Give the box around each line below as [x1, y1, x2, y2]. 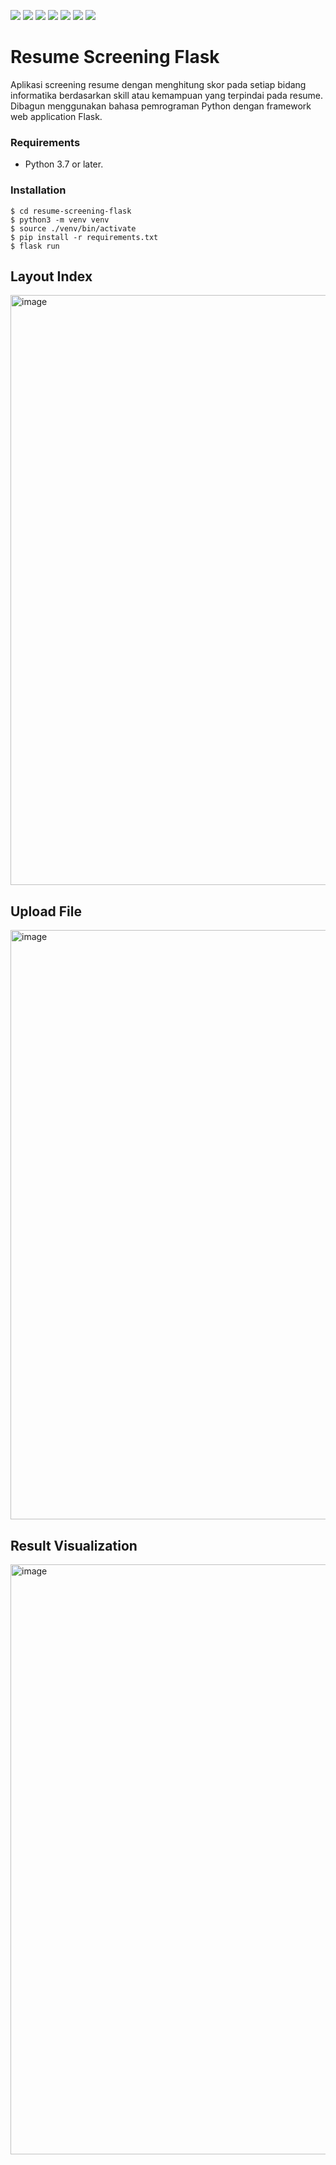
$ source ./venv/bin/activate [10, 223, 137, 234]
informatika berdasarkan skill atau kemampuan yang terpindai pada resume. [10, 89, 324, 101]
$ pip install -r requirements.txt [10, 232, 159, 242]
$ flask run [10, 241, 60, 251]
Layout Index [10, 268, 93, 285]
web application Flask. [10, 110, 103, 122]
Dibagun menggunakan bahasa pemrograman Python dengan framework [10, 100, 312, 112]
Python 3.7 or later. [24, 158, 104, 170]
